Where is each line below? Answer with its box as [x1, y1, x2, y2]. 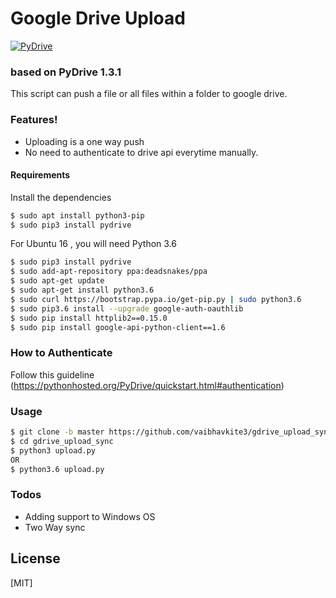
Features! [10, 113, 58, 127]
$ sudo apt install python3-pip [10, 210, 145, 221]
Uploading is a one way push [24, 135, 145, 147]
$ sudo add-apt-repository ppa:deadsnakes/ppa [10, 267, 208, 277]
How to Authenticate [10, 346, 113, 360]
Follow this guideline [10, 368, 95, 381]
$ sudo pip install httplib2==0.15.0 [10, 313, 168, 323]
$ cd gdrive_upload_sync [10, 436, 114, 446]
